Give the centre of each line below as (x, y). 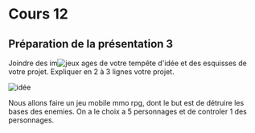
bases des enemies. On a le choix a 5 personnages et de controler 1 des (127, 111)
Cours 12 (38, 14)
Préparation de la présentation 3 (91, 44)
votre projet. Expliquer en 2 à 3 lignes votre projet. (91, 72)
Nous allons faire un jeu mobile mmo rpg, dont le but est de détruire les (126, 103)
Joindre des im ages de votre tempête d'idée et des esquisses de (127, 63)
